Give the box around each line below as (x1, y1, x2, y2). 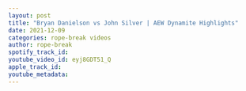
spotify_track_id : (8, 48, 69, 56)
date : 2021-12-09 (8, 26, 66, 34)
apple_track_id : (8, 63, 62, 71)
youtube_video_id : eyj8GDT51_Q (8, 56, 112, 64)
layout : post (8, 11, 51, 20)
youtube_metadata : (8, 70, 69, 78)
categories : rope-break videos (8, 33, 112, 42)
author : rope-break (8, 41, 73, 49)
